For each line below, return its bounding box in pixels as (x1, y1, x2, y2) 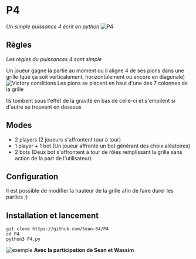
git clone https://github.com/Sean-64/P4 (6, 226, 109, 232)
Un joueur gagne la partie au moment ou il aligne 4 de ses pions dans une (6, 67, 185, 74)
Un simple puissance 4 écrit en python (6, 23, 100, 30)
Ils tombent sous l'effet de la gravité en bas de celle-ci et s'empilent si (6, 97, 175, 104)
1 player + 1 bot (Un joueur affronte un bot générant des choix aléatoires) (14, 142, 191, 149)
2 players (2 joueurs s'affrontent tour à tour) (14, 136, 121, 143)
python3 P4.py (6, 236, 41, 243)
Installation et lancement (6, 210, 99, 220)
